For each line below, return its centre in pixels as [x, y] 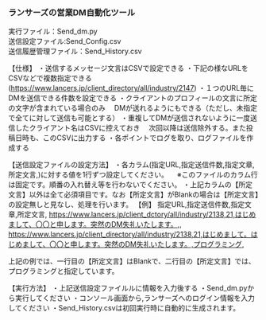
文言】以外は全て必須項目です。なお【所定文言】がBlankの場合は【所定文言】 [133, 195]
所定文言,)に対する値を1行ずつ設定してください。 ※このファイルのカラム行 [133, 175]
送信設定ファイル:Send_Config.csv [65, 41]
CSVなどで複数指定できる [50, 78]
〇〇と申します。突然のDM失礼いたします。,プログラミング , [146, 244]
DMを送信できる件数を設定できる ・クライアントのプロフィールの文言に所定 [133, 98]
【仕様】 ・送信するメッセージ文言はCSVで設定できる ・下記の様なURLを [128, 68]
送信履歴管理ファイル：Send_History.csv [75, 51]
